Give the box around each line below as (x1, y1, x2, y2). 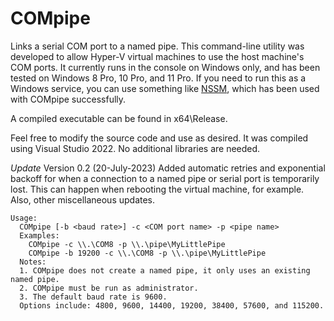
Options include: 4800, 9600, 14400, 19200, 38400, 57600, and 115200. (19, 300, 325, 311)
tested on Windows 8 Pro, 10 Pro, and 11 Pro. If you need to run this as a (10, 72, 307, 84)
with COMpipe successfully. (10, 93, 127, 105)
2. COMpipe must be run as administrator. (19, 283, 199, 293)
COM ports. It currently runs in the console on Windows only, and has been (10, 61, 321, 73)
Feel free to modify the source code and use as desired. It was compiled (10, 132, 309, 144)
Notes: (19, 257, 47, 267)
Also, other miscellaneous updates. (10, 193, 156, 206)
